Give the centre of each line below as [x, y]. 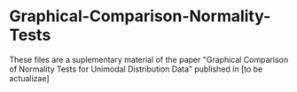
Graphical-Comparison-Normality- [140, 16]
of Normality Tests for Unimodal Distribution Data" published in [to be [136, 69]
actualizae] [30, 78]
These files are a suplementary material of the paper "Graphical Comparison [149, 59]
